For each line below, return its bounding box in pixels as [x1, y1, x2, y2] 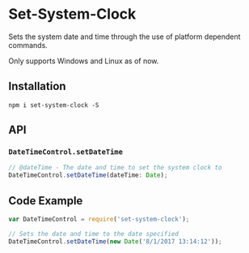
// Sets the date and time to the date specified [8, 229, 179, 238]
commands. [8, 40, 49, 49]
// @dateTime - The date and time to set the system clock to [8, 164, 222, 172]
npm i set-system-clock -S [8, 101, 99, 109]
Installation [8, 79, 66, 93]
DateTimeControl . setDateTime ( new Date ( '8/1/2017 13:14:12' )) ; [8, 237, 222, 246]
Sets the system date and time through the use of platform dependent [8, 32, 241, 41]
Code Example [8, 194, 83, 208]
